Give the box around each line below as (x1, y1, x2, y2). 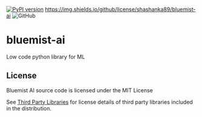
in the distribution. (6, 104, 52, 112)
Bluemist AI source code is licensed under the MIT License (6, 86, 153, 93)
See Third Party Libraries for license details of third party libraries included (6, 98, 193, 106)
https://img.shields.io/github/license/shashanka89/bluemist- (44, 6, 196, 13)
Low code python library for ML (6, 53, 86, 60)
